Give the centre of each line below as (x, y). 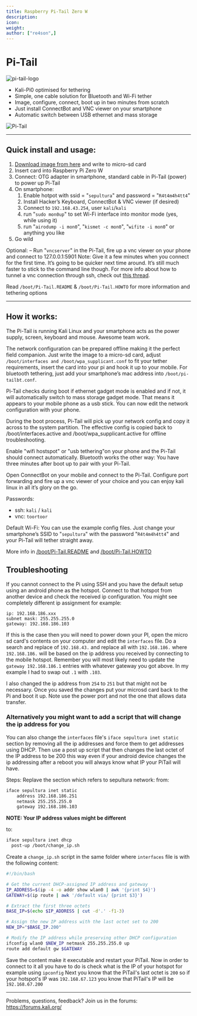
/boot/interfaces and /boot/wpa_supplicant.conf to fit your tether (87, 361)
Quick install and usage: (51, 150)
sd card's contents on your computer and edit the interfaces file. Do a (91, 641)
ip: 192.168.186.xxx (31, 613)
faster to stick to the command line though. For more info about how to (91, 269)
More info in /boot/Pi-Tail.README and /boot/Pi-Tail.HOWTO (79, 551)
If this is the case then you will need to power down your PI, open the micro (97, 634)
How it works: (32, 317)
